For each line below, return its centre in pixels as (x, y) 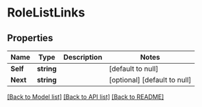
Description (83, 57)
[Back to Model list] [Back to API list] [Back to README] (86, 97)
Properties (30, 38)
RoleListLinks (46, 13)
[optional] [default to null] (150, 80)
